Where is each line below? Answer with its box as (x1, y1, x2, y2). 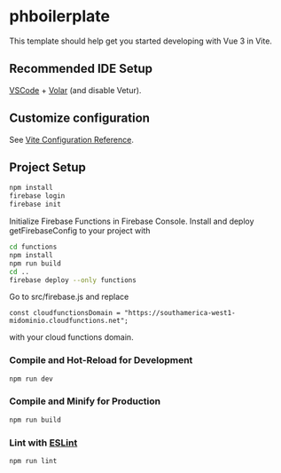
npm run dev (9, 374, 53, 383)
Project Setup (9, 160, 87, 175)
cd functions (9, 242, 58, 251)
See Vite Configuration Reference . (9, 134, 135, 145)
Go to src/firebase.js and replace (9, 291, 129, 303)
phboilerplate (9, 6, 111, 27)
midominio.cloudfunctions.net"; (9, 317, 129, 326)
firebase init (9, 200, 62, 209)
